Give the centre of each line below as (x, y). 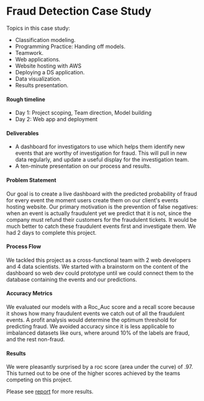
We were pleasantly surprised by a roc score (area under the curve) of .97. (100, 367)
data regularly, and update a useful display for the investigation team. (102, 160)
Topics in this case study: (38, 28)
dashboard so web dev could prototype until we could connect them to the (100, 273)
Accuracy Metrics (30, 293)
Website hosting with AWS (48, 66)
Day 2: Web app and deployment (56, 119)
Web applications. (38, 59)
